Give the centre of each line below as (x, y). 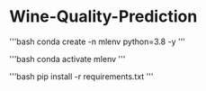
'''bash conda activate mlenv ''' (67, 59)
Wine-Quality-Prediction (103, 17)
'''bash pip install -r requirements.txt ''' (81, 76)
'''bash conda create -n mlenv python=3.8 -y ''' (98, 41)
